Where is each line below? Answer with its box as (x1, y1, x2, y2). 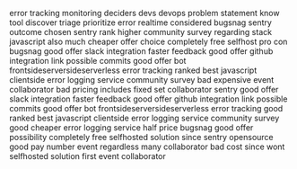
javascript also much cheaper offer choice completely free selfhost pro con (9, 36, 288, 47)
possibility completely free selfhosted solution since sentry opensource (9, 132, 274, 142)
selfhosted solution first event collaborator (9, 151, 166, 161)
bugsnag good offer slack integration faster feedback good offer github (9, 46, 274, 57)
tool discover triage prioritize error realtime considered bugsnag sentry (9, 17, 272, 28)
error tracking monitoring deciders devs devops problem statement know (9, 8, 280, 18)
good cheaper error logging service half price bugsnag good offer (9, 122, 254, 133)
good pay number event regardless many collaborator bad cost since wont (9, 141, 285, 152)
